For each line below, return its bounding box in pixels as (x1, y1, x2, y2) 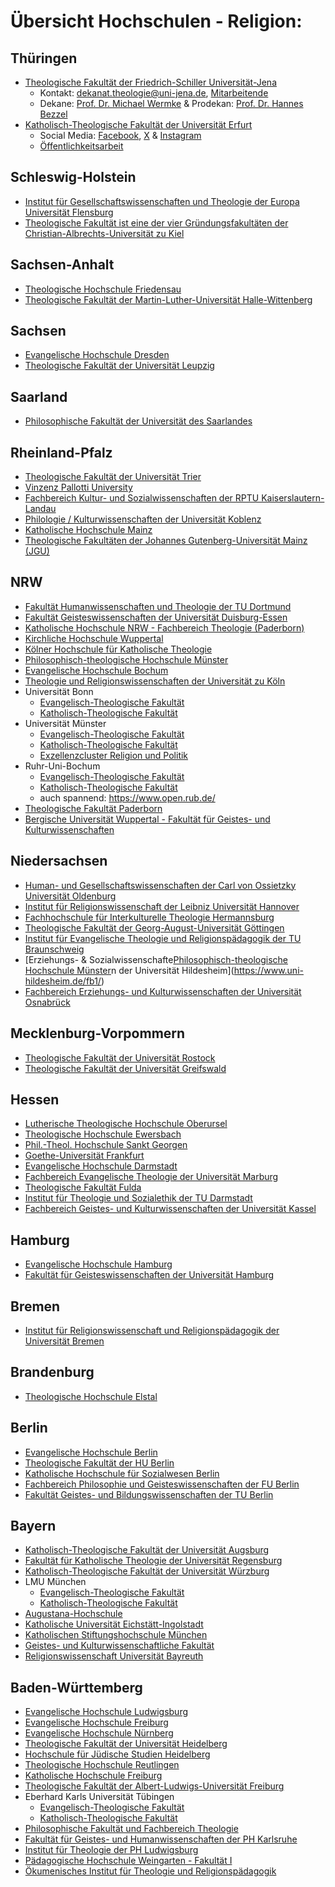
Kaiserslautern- (261, 492, 325, 504)
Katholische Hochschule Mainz (24, 524, 153, 536)
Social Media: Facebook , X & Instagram (39, 130, 202, 141)
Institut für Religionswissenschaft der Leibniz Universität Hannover (24, 900, 300, 912)
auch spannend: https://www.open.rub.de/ (39, 791, 216, 804)
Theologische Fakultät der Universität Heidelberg (24, 1738, 228, 1750)
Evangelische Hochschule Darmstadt (24, 1160, 178, 1172)
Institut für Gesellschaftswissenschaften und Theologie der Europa (24, 195, 300, 207)
